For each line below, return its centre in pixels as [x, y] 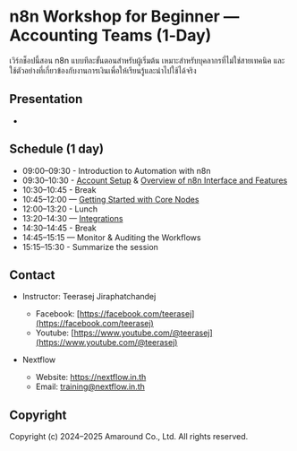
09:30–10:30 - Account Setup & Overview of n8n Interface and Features [155, 180]
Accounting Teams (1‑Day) [110, 35]
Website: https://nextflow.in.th [91, 377]
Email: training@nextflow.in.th [90, 386]
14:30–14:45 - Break [59, 228]
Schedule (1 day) [57, 149]
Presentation [46, 99]
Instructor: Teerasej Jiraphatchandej [89, 297]
